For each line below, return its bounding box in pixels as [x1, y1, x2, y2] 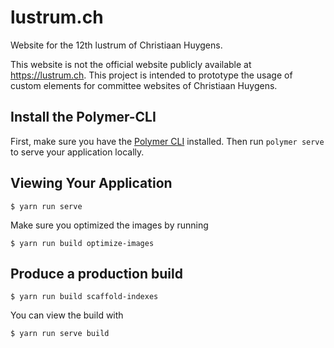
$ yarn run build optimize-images [10, 238, 155, 248]
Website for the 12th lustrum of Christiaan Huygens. [10, 39, 223, 51]
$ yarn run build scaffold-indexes [10, 292, 159, 302]
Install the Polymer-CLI [10, 109, 157, 126]
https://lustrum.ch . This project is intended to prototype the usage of [10, 69, 293, 81]
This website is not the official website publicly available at [10, 58, 252, 70]
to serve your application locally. [10, 146, 145, 158]
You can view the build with [10, 309, 124, 321]
